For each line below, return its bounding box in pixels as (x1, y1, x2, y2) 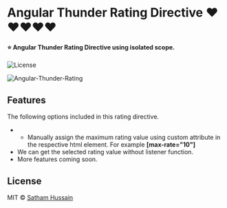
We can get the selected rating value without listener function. (17, 148, 194, 156)
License (7, 175, 42, 187)
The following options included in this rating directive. (7, 112, 160, 121)
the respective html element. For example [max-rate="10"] (27, 141, 196, 149)
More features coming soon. (17, 155, 98, 163)
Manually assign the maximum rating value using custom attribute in (27, 133, 221, 142)
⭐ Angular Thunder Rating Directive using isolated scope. (7, 43, 175, 51)
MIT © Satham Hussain (7, 194, 74, 202)
